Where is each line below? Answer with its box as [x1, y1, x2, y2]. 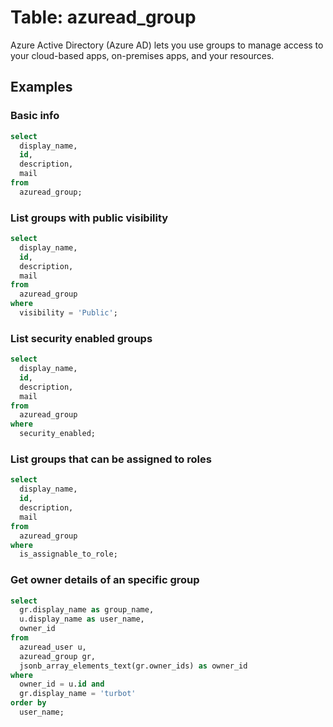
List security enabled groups [10, 331, 153, 345]
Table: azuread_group [10, 6, 197, 29]
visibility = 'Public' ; [19, 308, 118, 318]
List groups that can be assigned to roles [10, 452, 212, 466]
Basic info [10, 109, 60, 123]
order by [10, 698, 47, 708]
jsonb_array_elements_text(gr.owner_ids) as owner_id [19, 661, 248, 671]
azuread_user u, [19, 642, 87, 652]
